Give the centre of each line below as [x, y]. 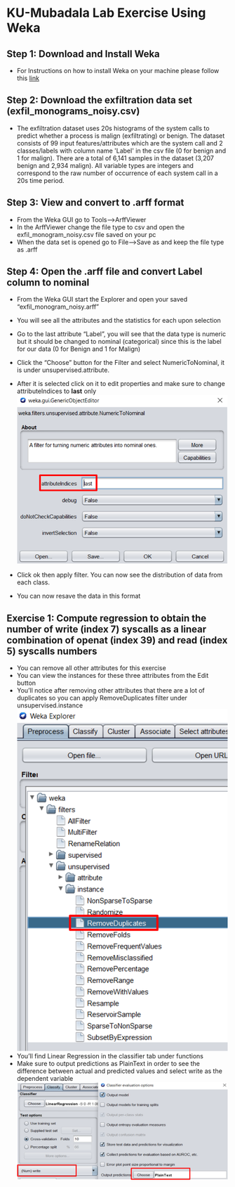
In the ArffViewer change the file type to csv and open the [101, 227]
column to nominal [48, 283]
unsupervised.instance [50, 705]
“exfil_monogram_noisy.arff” [58, 307]
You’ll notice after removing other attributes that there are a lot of [110, 691]
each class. [33, 582]
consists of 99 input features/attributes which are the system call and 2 [120, 143]
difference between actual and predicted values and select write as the [119, 1071]
